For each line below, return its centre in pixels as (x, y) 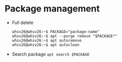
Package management (52, 9)
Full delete (22, 22)
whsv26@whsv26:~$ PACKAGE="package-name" (55, 31)
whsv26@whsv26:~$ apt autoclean (45, 45)
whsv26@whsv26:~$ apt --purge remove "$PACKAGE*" (65, 36)
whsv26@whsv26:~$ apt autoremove (47, 40)
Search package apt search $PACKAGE (51, 54)
